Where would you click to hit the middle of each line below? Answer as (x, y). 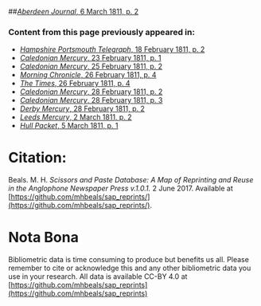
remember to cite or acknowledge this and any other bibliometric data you (130, 268)
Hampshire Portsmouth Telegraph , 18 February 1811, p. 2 (112, 49)
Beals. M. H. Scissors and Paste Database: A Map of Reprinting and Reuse (131, 180)
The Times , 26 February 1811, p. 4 (75, 84)
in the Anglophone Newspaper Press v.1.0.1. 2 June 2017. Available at (121, 188)
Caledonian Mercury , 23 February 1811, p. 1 (90, 58)
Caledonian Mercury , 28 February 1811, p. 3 (91, 100)
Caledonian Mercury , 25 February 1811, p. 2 (91, 66)
